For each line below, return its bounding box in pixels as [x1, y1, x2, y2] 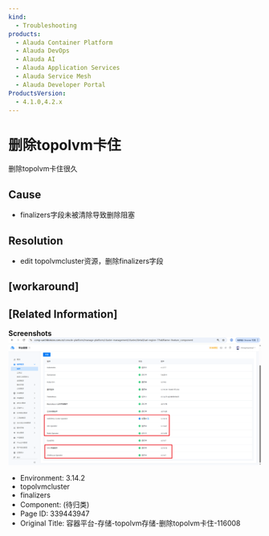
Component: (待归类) [19, 499, 90, 509]
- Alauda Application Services [15, 64, 120, 72]
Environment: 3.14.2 [19, 473, 86, 482]
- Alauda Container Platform [15, 39, 113, 47]
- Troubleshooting [15, 21, 78, 30]
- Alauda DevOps [15, 47, 70, 55]
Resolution [8, 234, 63, 248]
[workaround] [8, 280, 79, 293]
